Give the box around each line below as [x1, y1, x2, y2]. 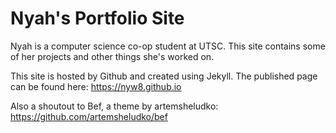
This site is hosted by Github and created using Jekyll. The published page [10, 70, 318, 82]
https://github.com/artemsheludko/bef [10, 110, 168, 122]
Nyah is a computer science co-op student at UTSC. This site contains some [10, 40, 326, 52]
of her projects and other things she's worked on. [10, 50, 215, 62]
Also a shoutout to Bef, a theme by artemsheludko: [10, 100, 219, 112]
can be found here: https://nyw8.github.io [10, 80, 182, 92]
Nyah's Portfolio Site [10, 7, 185, 30]
